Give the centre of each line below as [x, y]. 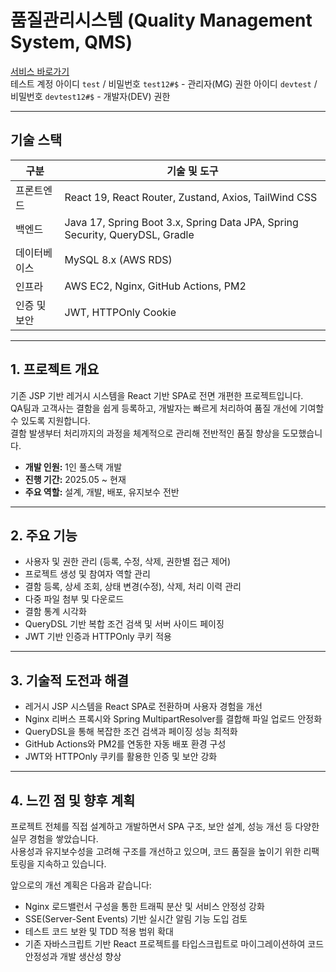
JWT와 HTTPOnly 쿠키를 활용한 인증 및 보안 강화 [121, 757]
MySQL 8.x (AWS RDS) [118, 259]
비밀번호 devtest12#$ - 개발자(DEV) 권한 [90, 96]
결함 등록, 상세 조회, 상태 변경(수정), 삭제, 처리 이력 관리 [133, 587]
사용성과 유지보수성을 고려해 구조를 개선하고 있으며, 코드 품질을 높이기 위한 [156, 851]
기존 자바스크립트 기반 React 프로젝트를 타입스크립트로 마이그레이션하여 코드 [174, 944]
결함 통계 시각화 [55, 612]
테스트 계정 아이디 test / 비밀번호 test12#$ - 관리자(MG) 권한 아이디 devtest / [164, 83]
